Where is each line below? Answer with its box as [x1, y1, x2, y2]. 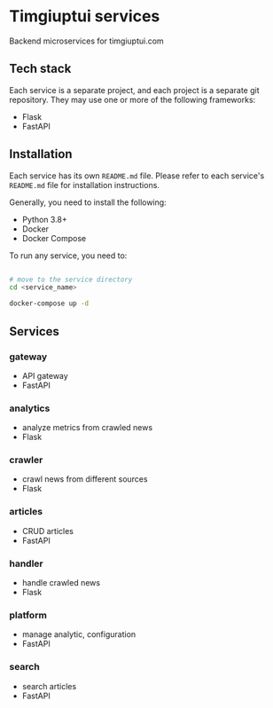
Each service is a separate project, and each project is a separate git [9, 84, 260, 95]
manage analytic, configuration [21, 629, 136, 640]
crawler [9, 454, 43, 467]
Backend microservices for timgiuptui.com [9, 35, 164, 46]
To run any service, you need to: [9, 250, 128, 261]
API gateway [21, 370, 68, 381]
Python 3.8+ [21, 214, 68, 224]
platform [9, 609, 47, 621]
